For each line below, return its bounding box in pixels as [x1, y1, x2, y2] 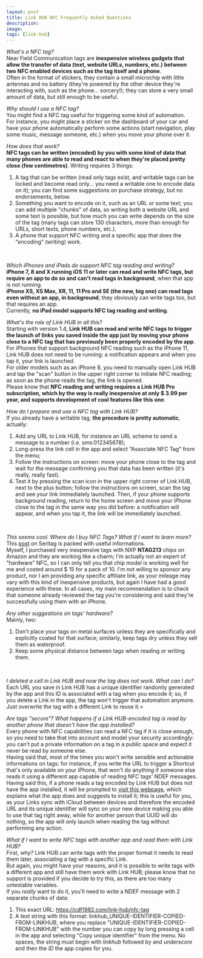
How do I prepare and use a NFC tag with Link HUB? [6, 408, 138, 415]
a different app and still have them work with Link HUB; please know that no [6, 869, 196, 876]
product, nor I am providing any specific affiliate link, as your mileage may [6, 572, 191, 580]
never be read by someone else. [6, 747, 87, 755]
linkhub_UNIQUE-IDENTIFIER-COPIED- [88, 912, 186, 920]
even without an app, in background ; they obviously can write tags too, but [6, 294, 196, 301]
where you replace [59, 919, 106, 926]
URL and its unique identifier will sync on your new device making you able [6, 805, 193, 812]
